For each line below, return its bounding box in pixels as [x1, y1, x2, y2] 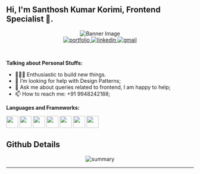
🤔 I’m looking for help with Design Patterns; [14, 77, 121, 84]
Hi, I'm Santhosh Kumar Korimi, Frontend [6, 5, 161, 15]
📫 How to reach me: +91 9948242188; [14, 90, 111, 97]
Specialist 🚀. [6, 14, 54, 24]
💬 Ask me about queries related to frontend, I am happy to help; [14, 83, 171, 91]
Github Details [6, 139, 61, 150]
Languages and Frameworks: [6, 104, 80, 111]
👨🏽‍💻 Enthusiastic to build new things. [14, 71, 107, 78]
